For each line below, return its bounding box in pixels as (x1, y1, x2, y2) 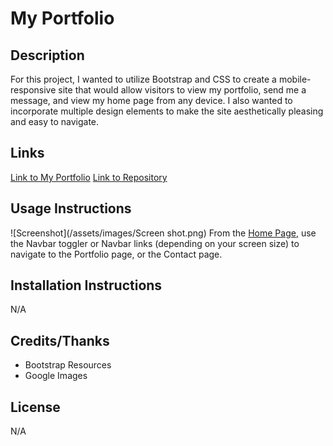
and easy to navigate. (10, 116, 100, 127)
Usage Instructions (10, 200, 132, 217)
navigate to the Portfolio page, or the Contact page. (10, 248, 223, 260)
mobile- (278, 73, 312, 85)
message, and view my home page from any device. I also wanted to (10, 95, 293, 106)
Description (10, 47, 85, 64)
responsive (10, 84, 57, 96)
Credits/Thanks (10, 332, 110, 349)
